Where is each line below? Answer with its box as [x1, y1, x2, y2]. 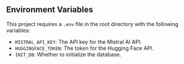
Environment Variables [6, 5, 93, 15]
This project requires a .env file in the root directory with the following [6, 20, 179, 27]
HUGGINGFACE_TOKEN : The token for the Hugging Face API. [14, 44, 154, 52]
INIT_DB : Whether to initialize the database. [14, 50, 122, 58]
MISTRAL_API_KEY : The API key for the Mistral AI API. [14, 38, 142, 45]
